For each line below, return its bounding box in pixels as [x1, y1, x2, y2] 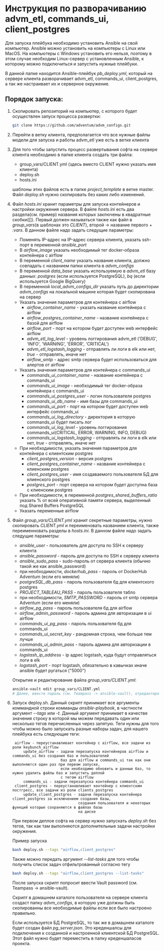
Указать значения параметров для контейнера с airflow [19, 299, 136, 305]
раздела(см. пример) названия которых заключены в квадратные [12, 211, 151, 217]
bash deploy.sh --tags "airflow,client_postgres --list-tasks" [12, 871, 144, 876]
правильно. [12, 910, 37, 916]
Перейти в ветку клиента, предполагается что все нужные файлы [12, 132, 151, 137]
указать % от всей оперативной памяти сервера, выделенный [19, 497, 151, 503]
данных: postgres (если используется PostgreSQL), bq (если [19, 273, 145, 279]
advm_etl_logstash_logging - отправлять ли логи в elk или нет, [26, 346, 156, 352]
